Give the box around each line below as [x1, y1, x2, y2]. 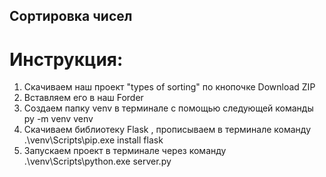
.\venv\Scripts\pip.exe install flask [23, 134, 164, 146]
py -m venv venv [23, 113, 94, 125]
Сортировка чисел [9, 8, 133, 25]
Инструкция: [9, 48, 124, 71]
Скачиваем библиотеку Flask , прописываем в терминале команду [23, 124, 312, 136]
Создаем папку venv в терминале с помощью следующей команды [23, 102, 314, 114]
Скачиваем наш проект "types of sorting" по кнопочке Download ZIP [23, 81, 316, 93]
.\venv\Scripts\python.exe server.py [23, 155, 172, 168]
